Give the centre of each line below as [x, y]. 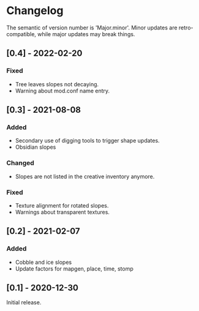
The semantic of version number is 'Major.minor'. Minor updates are [92, 28]
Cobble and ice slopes [43, 262]
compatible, [21, 34]
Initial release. [24, 302]
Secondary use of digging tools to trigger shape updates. [88, 141]
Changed [21, 163]
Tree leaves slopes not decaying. [57, 84]
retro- [186, 28]
